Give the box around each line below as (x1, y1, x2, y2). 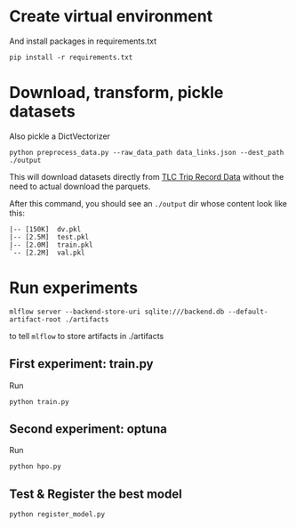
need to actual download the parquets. (9, 181, 151, 191)
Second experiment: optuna (9, 421, 167, 437)
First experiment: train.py (9, 356, 154, 371)
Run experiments (9, 278, 139, 298)
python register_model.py (9, 510, 105, 519)
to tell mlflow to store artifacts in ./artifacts (9, 330, 164, 341)
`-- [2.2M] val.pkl (9, 248, 86, 257)
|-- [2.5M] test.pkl (9, 232, 90, 241)
